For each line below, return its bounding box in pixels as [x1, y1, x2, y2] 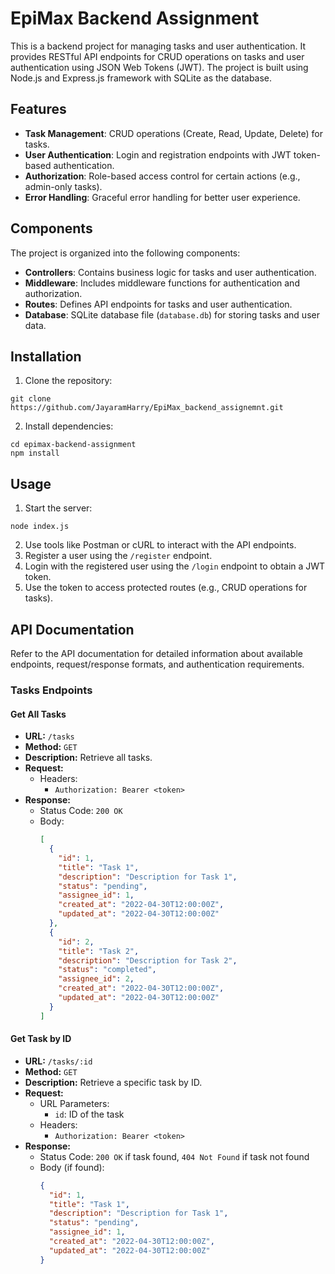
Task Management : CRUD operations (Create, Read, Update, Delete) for [24, 127, 323, 139]
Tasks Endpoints [10, 683, 93, 697]
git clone [10, 394, 52, 404]
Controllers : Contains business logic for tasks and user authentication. [24, 266, 317, 278]
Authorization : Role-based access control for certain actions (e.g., [24, 170, 301, 182]
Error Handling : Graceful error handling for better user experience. [24, 191, 301, 203]
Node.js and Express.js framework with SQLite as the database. [10, 72, 273, 84]
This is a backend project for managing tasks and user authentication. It [10, 40, 307, 52]
